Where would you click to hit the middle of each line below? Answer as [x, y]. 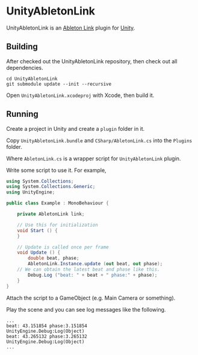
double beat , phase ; [54, 258]
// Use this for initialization [57, 225]
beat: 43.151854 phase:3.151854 [47, 326]
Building [22, 47]
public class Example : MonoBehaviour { [58, 203]
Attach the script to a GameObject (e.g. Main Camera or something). [91, 298]
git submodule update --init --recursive [59, 84]
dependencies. [25, 68]
